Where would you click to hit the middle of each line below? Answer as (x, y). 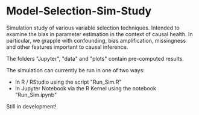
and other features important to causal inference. (67, 47)
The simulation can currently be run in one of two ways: (75, 70)
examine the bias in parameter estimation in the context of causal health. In (99, 34)
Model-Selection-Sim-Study (79, 11)
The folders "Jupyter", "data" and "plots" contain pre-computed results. (95, 58)
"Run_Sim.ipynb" (36, 95)
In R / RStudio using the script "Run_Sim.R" (68, 82)
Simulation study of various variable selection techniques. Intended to (93, 28)
